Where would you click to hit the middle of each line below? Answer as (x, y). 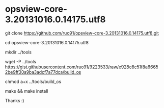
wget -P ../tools (21, 61)
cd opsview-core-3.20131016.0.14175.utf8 (47, 42)
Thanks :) (15, 100)
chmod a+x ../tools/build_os (33, 81)
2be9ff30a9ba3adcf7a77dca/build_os (43, 72)
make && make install (27, 91)
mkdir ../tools (18, 52)
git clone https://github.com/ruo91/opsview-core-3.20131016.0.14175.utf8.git (82, 33)
